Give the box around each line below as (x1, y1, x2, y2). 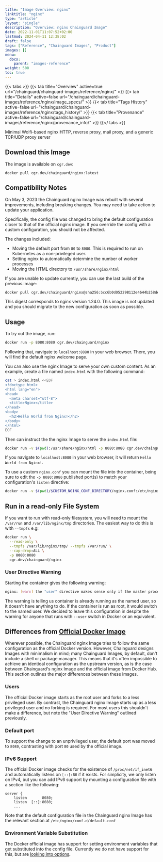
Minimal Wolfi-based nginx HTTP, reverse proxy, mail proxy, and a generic (5, 129, 154, 135)
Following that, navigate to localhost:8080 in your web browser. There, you (5, 349, 155, 355)
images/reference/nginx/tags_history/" (5, 109, 82, 115)
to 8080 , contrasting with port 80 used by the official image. (5, 743, 123, 749)
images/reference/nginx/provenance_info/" (5, 119, 92, 125)
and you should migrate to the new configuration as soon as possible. (5, 304, 145, 309)
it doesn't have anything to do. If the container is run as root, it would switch (5, 603, 157, 609)
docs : (9, 57, 21, 62)
